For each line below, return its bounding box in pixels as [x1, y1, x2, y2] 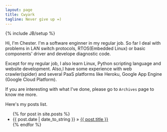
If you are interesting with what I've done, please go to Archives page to [5, 86, 154, 92]
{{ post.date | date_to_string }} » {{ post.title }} [12, 116, 109, 122]
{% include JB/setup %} [5, 31, 55, 37]
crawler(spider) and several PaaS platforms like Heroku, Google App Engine [5, 71, 162, 77]
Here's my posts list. [5, 101, 48, 107]
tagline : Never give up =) [5, 17, 62, 22]
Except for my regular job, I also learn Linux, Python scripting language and [5, 61, 161, 67]
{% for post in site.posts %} [12, 111, 70, 117]
